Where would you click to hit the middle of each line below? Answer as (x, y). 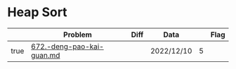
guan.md (46, 55)
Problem (78, 34)
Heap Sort (38, 12)
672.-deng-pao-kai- (67, 46)
